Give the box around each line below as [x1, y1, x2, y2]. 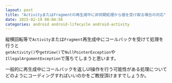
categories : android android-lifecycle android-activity [5, 21, 130, 27]
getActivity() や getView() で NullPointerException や [5, 49, 116, 55]
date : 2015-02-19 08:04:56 [5, 17, 63, 22]
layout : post [5, 7, 33, 13]
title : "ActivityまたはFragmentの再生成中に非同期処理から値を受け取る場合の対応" [5, 12, 166, 17]
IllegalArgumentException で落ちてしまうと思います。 [5, 56, 119, 62]
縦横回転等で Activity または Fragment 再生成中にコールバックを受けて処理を [5, 36, 164, 42]
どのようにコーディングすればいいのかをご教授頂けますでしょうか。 [5, 72, 149, 79]
